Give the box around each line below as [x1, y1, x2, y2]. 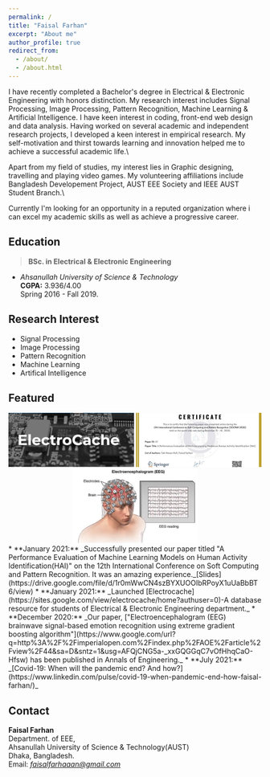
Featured [8, 391, 55, 405]
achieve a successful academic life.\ [8, 146, 129, 156]
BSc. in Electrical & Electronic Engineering [27, 256, 172, 266]
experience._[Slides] [153, 570, 222, 579]
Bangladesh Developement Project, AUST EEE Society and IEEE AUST [8, 179, 239, 189]
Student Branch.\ [8, 187, 65, 197]
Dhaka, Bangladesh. [8, 751, 75, 761]
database [230, 595, 262, 605]
